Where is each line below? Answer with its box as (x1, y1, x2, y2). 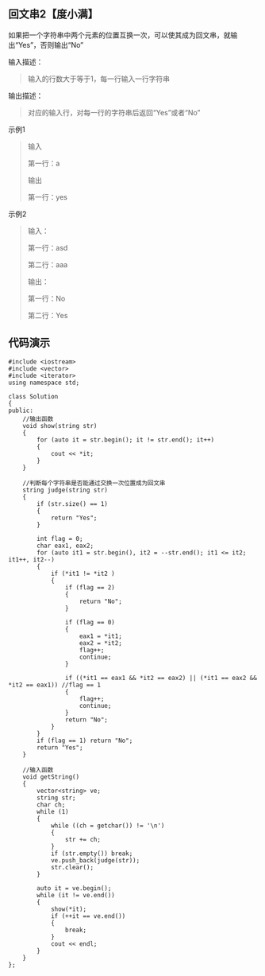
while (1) (36, 807, 69, 815)
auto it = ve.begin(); (36, 884, 112, 892)
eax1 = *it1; (79, 632, 123, 640)
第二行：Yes (27, 310, 68, 320)
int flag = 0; (36, 535, 83, 542)
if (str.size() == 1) (36, 500, 109, 507)
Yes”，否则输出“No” (18, 40, 84, 49)
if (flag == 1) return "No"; (36, 737, 133, 745)
